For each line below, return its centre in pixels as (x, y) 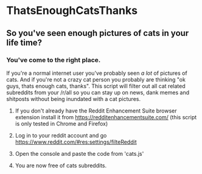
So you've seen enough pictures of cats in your (98, 33)
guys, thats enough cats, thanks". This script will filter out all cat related (96, 86)
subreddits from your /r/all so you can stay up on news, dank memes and (98, 92)
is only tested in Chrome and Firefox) (61, 124)
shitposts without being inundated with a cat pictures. (74, 99)
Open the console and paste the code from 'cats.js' (79, 153)
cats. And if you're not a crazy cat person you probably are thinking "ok (96, 79)
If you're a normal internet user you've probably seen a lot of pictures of (97, 73)
